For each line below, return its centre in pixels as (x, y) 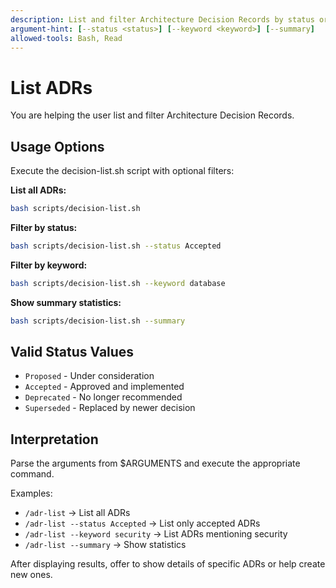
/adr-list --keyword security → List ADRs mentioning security (156, 534)
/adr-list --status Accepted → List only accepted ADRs (142, 523)
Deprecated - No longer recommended (103, 397)
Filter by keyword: (49, 265)
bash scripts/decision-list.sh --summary (98, 321)
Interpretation (54, 439)
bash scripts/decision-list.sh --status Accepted (116, 246)
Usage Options (57, 146)
